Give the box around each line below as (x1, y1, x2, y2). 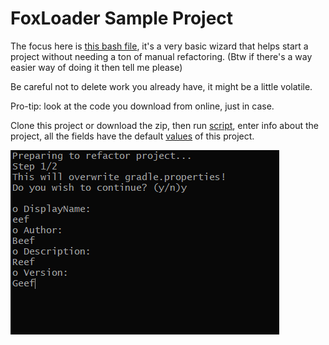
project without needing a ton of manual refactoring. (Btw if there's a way (10, 50, 313, 62)
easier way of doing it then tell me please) (10, 61, 183, 73)
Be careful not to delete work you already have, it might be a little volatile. (10, 80, 313, 92)
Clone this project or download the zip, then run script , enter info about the (10, 119, 319, 131)
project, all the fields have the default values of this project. (10, 130, 255, 142)
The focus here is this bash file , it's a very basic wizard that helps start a (10, 40, 309, 52)
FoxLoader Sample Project (10, 7, 234, 30)
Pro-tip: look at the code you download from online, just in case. (10, 100, 275, 112)
